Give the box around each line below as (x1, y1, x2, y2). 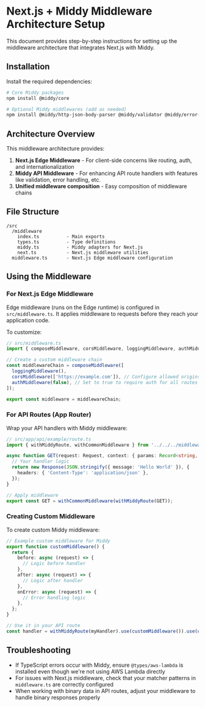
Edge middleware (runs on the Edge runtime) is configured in (6, 304, 160, 311)
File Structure (6, 207, 59, 217)
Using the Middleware (6, 271, 92, 282)
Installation (6, 62, 50, 72)
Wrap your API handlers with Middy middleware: (6, 424, 128, 432)
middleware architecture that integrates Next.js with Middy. (6, 44, 155, 51)
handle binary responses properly (15, 694, 101, 701)
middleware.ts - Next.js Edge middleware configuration (12, 255, 173, 261)
